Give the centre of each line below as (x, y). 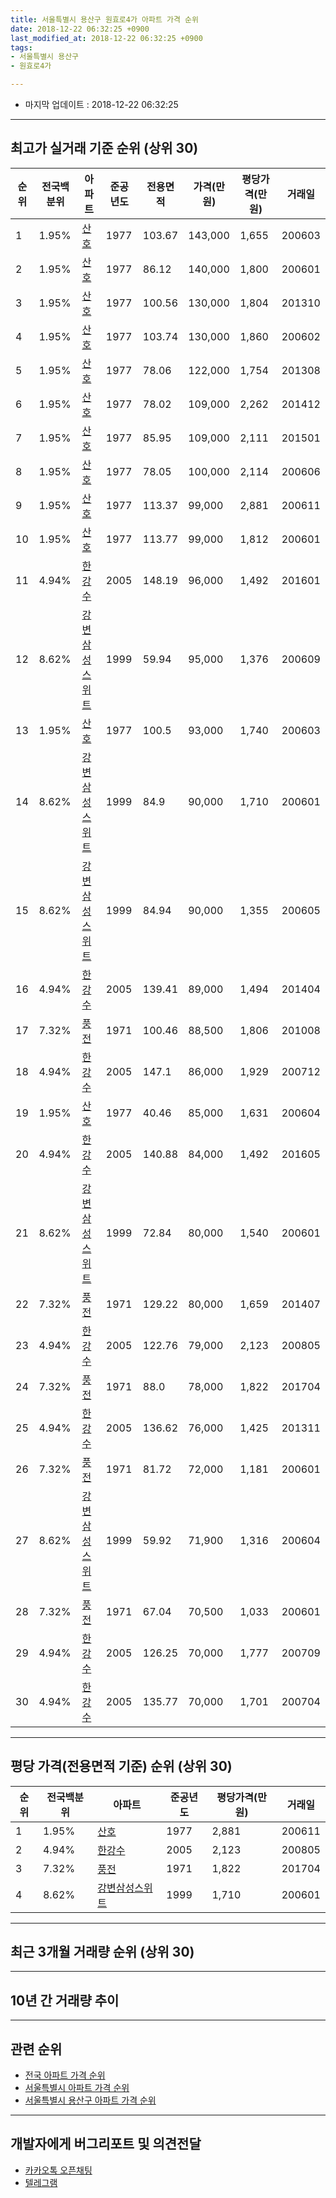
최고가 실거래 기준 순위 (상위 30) (104, 148)
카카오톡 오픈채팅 (58, 2170)
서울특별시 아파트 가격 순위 (77, 2088)
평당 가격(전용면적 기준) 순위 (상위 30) (121, 1766)
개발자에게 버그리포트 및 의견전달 (106, 2144)
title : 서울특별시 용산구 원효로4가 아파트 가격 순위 (104, 19)
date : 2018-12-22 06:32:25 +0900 (80, 29)
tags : (21, 47)
